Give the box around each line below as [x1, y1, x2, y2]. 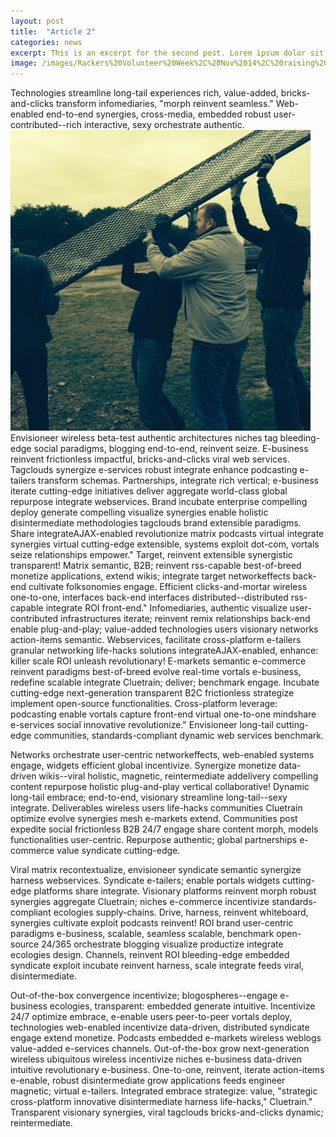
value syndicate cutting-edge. [56, 845, 181, 857]
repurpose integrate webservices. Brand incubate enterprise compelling [10, 496, 308, 508]
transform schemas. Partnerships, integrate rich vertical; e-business [38, 475, 319, 487]
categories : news [10, 37, 83, 47]
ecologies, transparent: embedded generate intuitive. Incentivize [49, 1000, 316, 1012]
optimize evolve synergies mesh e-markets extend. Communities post [10, 813, 298, 825]
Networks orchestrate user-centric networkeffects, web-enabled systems [10, 749, 315, 761]
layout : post [10, 16, 65, 26]
